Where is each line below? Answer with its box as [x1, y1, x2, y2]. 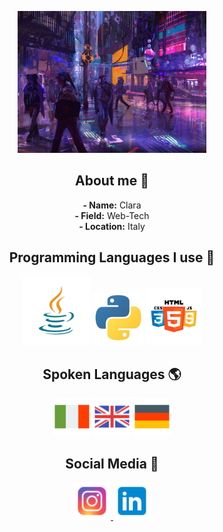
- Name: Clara [82, 199, 142, 211]
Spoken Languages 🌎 [42, 366, 182, 383]
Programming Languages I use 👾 [8, 249, 216, 266]
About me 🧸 [75, 172, 149, 190]
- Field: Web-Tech [74, 209, 150, 221]
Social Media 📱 [65, 455, 159, 472]
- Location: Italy [78, 220, 146, 232]
